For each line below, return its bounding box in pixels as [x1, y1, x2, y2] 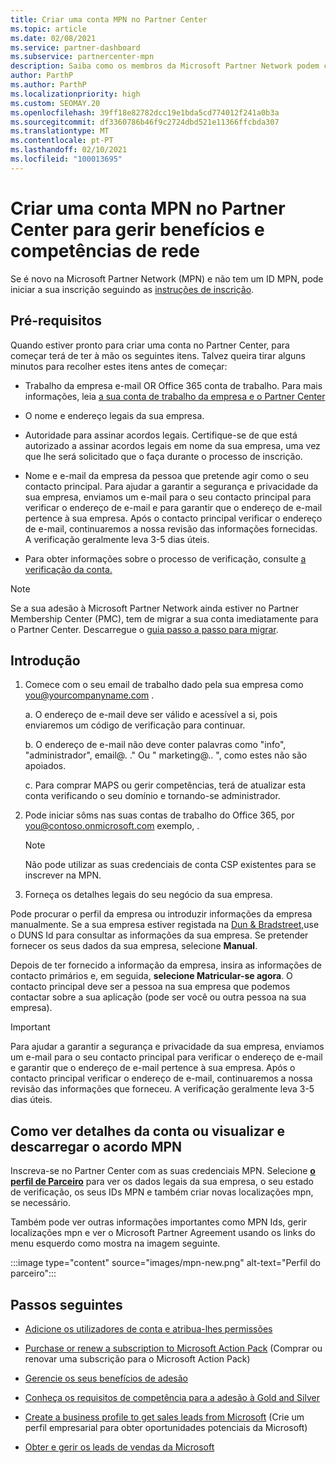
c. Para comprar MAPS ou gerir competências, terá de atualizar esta [24, 779, 307, 791]
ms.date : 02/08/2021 [10, 33, 97, 43]
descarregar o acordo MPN [10, 1138, 183, 1155]
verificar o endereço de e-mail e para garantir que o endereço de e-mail [24, 501, 323, 513]
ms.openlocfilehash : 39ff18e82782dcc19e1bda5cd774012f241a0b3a [10, 107, 280, 118]
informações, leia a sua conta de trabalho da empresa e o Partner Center [24, 390, 326, 402]
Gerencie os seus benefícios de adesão [24, 1372, 189, 1384]
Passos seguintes [10, 1296, 123, 1313]
